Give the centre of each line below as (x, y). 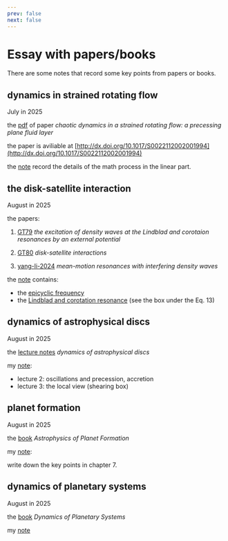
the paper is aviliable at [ (42, 146)
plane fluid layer (30, 133)
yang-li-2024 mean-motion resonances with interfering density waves (117, 266)
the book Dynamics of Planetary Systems (66, 517)
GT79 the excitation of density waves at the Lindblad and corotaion (113, 232)
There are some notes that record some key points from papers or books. (112, 73)
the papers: (23, 219)
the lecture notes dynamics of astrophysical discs (78, 352)
